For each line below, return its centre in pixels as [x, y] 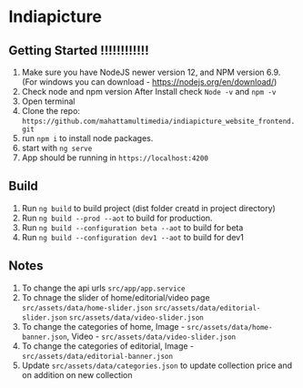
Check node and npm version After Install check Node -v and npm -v [149, 92]
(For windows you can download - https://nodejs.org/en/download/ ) [149, 82]
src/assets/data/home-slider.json [87, 308]
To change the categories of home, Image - [103, 326]
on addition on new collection [77, 374]
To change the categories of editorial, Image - [108, 346]
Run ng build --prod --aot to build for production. [117, 218]
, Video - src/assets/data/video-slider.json [151, 336]
